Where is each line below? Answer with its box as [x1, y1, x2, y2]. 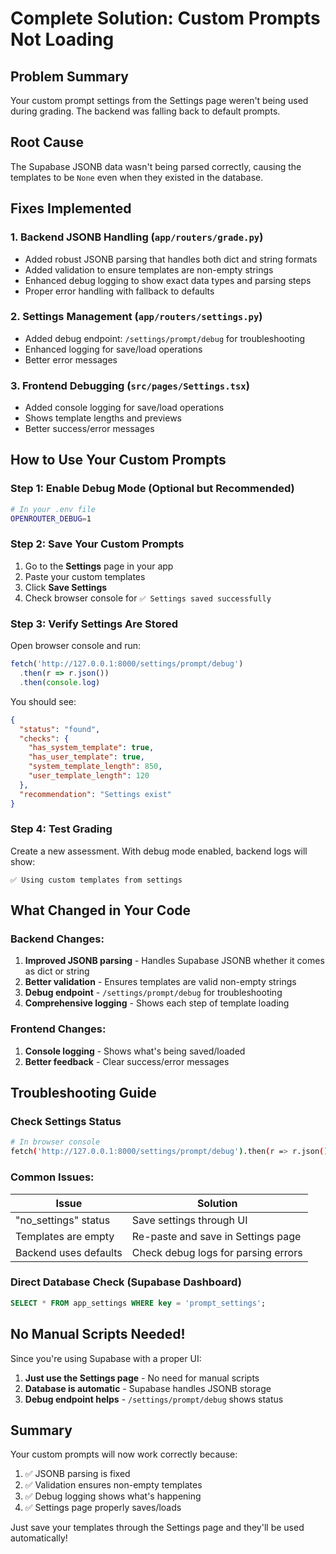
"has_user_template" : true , [28, 752, 145, 762]
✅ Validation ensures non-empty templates [24, 1479, 203, 1491]
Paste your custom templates [24, 570, 146, 582]
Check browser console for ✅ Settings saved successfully [24, 592, 272, 604]
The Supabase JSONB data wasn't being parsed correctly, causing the [10, 160, 302, 172]
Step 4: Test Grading [10, 822, 113, 836]
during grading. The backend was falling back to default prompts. [10, 105, 281, 117]
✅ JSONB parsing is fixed [24, 1468, 131, 1480]
